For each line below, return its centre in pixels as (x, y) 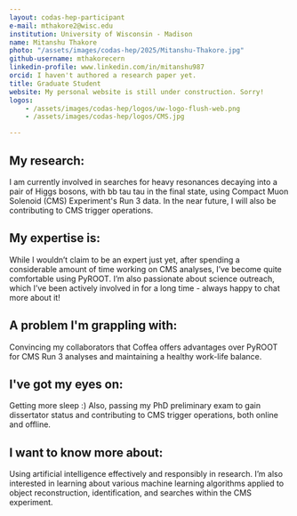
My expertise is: (55, 238)
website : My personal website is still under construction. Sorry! (137, 92)
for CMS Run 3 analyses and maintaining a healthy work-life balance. (136, 356)
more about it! (35, 297)
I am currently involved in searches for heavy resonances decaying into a (144, 181)
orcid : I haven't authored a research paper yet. (103, 76)
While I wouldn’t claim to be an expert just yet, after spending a (124, 260)
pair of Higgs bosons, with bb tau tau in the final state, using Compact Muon (149, 191)
